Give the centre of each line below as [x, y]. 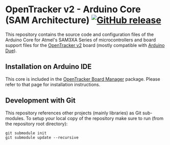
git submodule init [26, 133]
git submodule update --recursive [42, 137]
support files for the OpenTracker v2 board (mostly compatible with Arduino [85, 45]
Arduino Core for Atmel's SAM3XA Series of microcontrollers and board [81, 40]
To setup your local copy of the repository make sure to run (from [95, 118]
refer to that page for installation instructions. [53, 84]
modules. [15, 118]
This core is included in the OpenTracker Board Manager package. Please [83, 79]
